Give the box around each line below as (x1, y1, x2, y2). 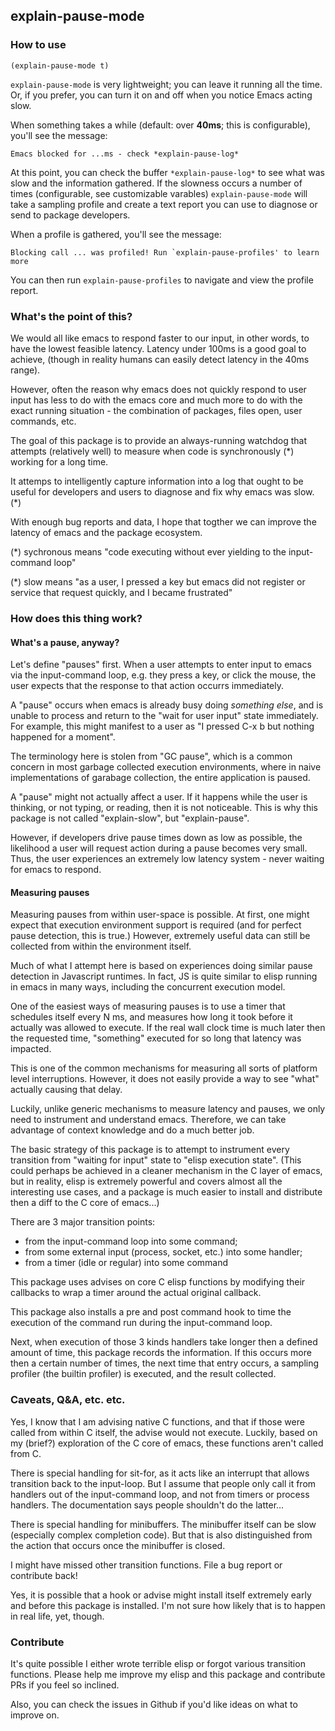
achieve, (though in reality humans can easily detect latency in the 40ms (10, 353, 310, 365)
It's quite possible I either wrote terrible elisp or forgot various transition (10, 1657, 306, 1669)
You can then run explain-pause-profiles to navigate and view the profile (10, 274, 314, 286)
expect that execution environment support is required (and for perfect (10, 919, 302, 931)
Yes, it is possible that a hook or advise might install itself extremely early (10, 1589, 312, 1601)
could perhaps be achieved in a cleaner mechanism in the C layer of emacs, (10, 1165, 323, 1177)
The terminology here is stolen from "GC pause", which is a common (10, 750, 293, 763)
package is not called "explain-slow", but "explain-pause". (10, 812, 250, 824)
